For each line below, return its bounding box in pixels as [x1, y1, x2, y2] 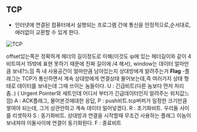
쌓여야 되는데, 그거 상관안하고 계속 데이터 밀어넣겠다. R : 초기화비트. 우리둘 [6, 104, 179, 111]
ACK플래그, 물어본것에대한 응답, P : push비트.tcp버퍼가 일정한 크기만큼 [22, 97, 188, 104]
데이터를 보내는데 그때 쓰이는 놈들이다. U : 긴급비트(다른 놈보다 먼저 [17, 82, 173, 89]
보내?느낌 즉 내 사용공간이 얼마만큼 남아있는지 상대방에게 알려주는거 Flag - [12, 67, 185, 75]
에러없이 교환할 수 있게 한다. [14, 28, 80, 36]
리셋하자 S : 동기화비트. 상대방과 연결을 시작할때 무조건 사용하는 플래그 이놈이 [12, 112, 192, 119]
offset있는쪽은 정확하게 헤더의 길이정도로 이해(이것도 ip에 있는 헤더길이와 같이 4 [6, 53, 192, 60]
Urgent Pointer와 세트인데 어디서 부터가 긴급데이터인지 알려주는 [20, 89, 169, 96]
